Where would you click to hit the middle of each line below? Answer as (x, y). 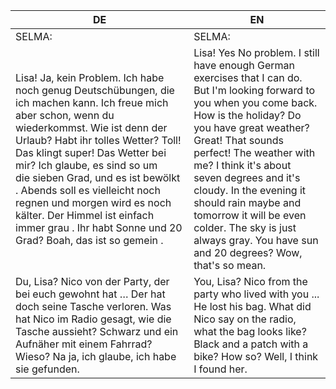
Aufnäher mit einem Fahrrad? (84, 344)
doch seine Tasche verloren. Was (93, 306)
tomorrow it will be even (250, 215)
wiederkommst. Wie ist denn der (91, 127)
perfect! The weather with (254, 152)
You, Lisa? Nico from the (250, 281)
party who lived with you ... (256, 294)
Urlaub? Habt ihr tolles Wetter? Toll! (98, 140)
